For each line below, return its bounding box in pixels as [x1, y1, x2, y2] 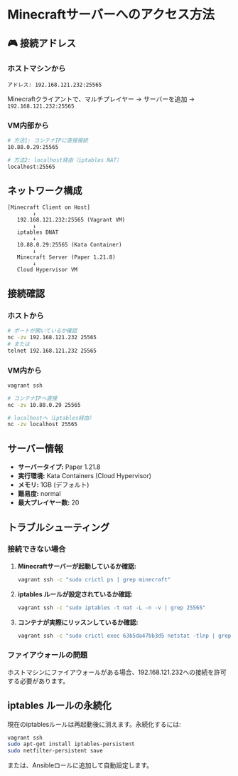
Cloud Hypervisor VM [16, 267, 78, 274]
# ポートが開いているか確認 [7, 327, 77, 335]
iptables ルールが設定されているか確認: [17, 589, 134, 599]
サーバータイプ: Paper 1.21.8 [17, 462, 101, 471]
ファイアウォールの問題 [7, 650, 87, 660]
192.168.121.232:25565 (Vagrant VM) [16, 217, 126, 224]
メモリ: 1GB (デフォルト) [17, 480, 90, 489]
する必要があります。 [7, 676, 70, 685]
